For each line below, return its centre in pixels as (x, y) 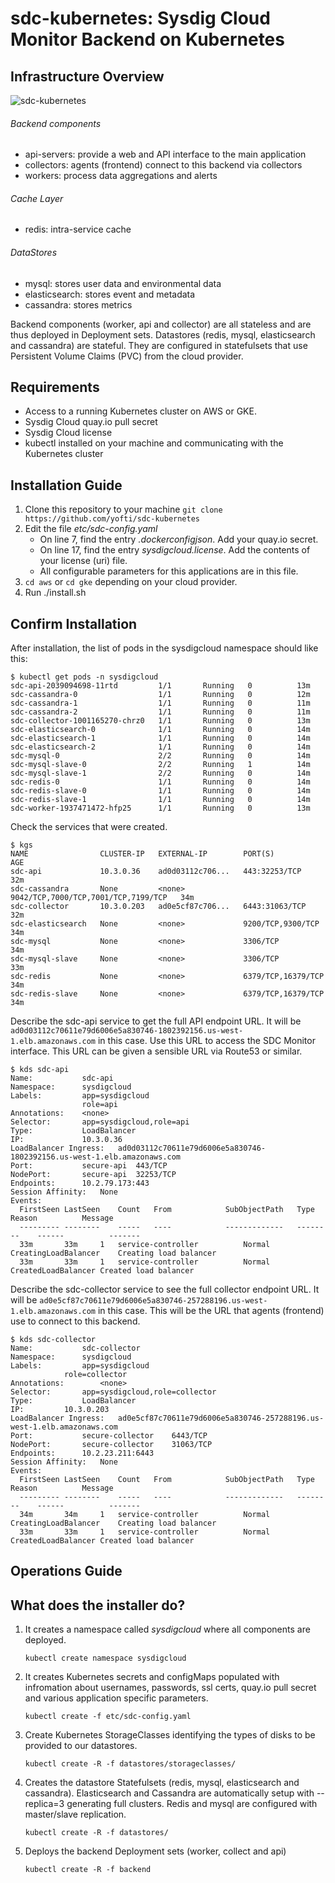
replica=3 (44, 1804)
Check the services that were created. (89, 827)
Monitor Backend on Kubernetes (147, 39)
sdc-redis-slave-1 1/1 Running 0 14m (160, 800)
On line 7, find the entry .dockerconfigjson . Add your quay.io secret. (179, 539)
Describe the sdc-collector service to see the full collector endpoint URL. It (165, 1289)
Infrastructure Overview (87, 76)
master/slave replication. (75, 1814)
